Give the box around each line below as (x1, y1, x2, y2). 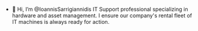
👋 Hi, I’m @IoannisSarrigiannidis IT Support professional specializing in (11, 6, 188, 13)
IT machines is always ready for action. (11, 18, 110, 25)
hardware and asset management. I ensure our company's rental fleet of (11, 12, 193, 19)
